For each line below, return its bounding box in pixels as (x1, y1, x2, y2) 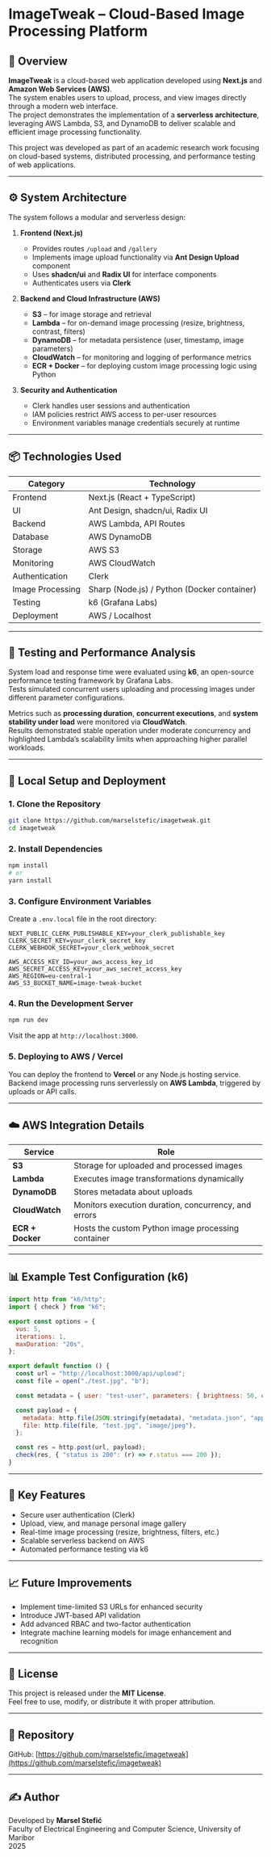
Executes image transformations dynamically (73, 1173, 244, 1185)
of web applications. (8, 160, 77, 170)
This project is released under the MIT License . (8, 1688, 166, 1698)
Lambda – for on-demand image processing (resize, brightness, (31, 318, 245, 327)
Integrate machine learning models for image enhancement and (19, 1628, 231, 1637)
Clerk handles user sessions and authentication (31, 401, 190, 411)
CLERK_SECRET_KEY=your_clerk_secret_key (8, 937, 147, 945)
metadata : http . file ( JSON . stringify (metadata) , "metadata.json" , (23, 1413, 248, 1422)
